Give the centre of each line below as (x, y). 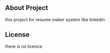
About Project (27, 8)
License (17, 35)
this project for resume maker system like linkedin (55, 19)
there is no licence (24, 46)
